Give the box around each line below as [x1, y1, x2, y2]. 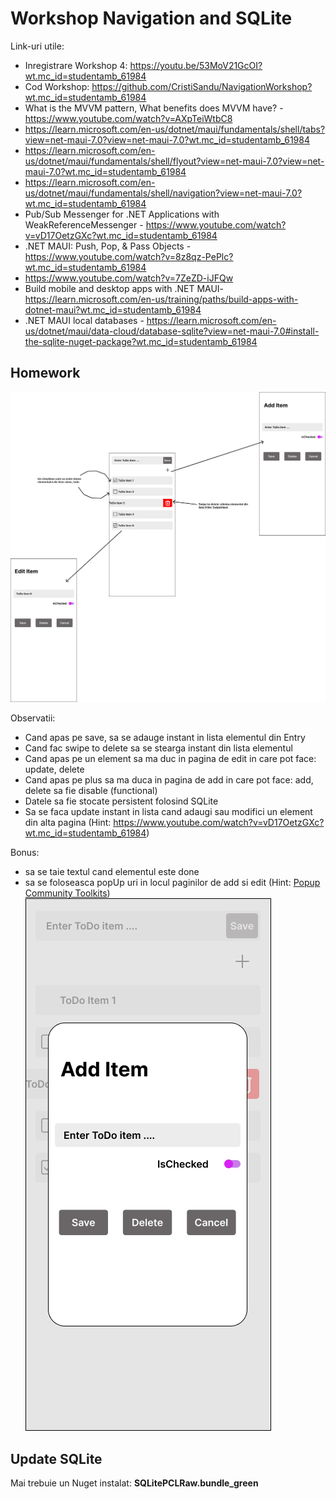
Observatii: [10, 712, 56, 724]
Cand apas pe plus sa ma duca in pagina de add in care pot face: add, [24, 774, 314, 786]
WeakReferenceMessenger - [24, 218, 144, 231]
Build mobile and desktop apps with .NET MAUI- [24, 282, 225, 294]
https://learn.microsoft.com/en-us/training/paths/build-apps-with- [24, 293, 299, 305]
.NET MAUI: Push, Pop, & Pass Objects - [24, 240, 192, 252]
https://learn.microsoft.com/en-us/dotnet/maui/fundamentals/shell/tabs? [24, 123, 326, 135]
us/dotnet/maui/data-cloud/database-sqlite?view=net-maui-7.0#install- [24, 325, 320, 337]
